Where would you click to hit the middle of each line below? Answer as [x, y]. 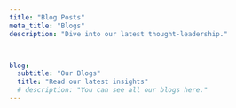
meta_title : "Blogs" [47, 26]
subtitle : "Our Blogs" [59, 73]
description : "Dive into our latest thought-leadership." [118, 34]
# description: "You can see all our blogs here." [113, 90]
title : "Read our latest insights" [83, 82]
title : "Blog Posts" [47, 17]
